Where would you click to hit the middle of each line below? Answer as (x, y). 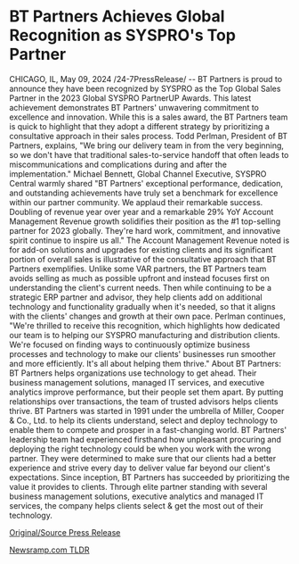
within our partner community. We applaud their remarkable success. (136, 202)
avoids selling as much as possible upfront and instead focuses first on (139, 278)
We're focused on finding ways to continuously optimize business (130, 344)
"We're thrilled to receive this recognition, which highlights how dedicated (145, 325)
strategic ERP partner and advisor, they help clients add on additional (136, 297)
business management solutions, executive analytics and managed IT (137, 496)
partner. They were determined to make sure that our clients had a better (143, 458)
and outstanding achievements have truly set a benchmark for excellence (144, 193)
